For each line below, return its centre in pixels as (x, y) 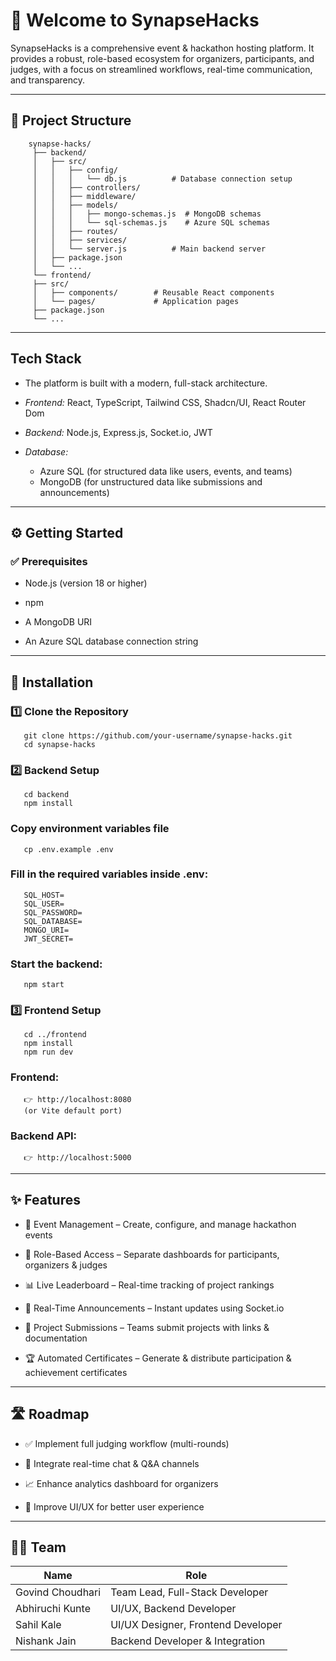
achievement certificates (76, 1372)
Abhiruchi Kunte (53, 1609)
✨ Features (45, 1200)
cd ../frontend (55, 1035)
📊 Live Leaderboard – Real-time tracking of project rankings (149, 1285)
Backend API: (44, 1136)
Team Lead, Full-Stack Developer (189, 1592)
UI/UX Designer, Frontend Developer (196, 1625)
